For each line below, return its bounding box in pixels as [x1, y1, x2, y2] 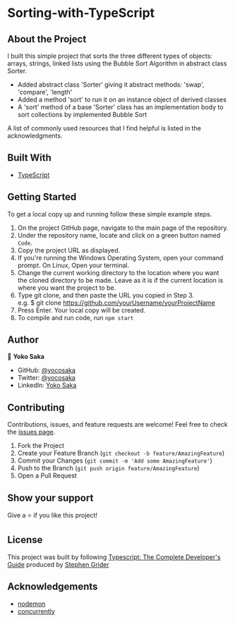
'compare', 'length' [17, 88, 73, 96]
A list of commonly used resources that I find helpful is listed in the [7, 124, 201, 132]
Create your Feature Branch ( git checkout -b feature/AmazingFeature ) [17, 449, 225, 458]
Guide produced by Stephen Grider [7, 560, 109, 568]
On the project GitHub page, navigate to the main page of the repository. [17, 224, 229, 232]
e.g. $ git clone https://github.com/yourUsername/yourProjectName [17, 298, 215, 307]
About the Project [7, 33, 87, 45]
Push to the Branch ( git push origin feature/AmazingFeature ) [17, 464, 200, 472]
